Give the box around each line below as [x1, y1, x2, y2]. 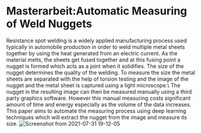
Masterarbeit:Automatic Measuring [6, 4, 188, 18]
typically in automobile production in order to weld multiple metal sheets [6, 43, 185, 51]
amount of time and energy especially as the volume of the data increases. [6, 101, 191, 108]
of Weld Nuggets [6, 17, 92, 31]
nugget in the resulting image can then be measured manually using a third [6, 88, 193, 95]
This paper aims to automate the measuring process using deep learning [6, 107, 187, 114]
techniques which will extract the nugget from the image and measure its [6, 113, 188, 121]
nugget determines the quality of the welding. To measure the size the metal [6, 69, 196, 76]
